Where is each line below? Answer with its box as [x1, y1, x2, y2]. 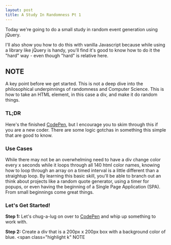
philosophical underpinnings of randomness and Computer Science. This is [5, 86, 164, 92]
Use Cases [5, 145, 33, 152]
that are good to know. [5, 132, 53, 138]
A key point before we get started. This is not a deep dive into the [5, 81, 143, 87]
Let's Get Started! [5, 202, 51, 209]
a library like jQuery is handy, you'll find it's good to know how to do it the [5, 47, 160, 53]
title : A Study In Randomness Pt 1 [5, 12, 81, 17]
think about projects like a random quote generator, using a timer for [5, 178, 149, 184]
